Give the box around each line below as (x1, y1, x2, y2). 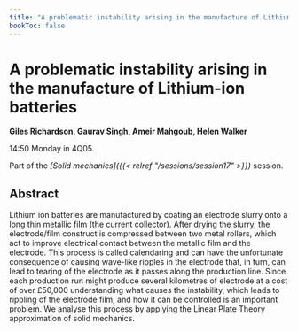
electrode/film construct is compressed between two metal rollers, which (9, 228, 277, 239)
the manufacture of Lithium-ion (9, 78, 246, 98)
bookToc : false (9, 21, 66, 30)
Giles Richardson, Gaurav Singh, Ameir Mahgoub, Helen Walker (9, 126, 248, 137)
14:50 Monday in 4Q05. (9, 143, 95, 154)
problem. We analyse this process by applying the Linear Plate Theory (9, 304, 266, 314)
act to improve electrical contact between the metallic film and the (9, 238, 251, 249)
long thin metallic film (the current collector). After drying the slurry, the (9, 219, 271, 230)
